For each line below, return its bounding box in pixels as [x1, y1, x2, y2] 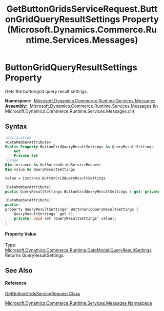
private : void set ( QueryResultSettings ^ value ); [14, 216, 117, 221]
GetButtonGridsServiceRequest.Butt [6, 3, 158, 15]
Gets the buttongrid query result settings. [5, 88, 88, 94]
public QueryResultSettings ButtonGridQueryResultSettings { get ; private [5, 189, 161, 194]
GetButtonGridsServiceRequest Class [5, 291, 81, 297]
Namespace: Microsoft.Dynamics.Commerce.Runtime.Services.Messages [5, 97, 156, 103]
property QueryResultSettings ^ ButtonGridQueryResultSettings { [5, 207, 139, 212]
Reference [5, 280, 27, 286]
